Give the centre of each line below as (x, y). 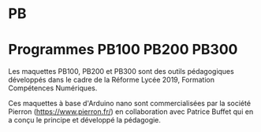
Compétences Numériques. (53, 88)
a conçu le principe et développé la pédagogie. (85, 120)
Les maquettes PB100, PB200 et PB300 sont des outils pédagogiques (121, 71)
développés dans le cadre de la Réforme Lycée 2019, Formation (112, 80)
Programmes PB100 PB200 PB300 (123, 50)
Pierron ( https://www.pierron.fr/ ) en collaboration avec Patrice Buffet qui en (131, 112)
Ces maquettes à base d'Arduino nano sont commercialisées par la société (129, 104)
